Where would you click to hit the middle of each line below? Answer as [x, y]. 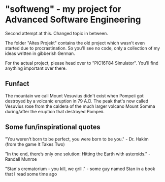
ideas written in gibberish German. [40, 53]
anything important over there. [36, 68]
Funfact [17, 84]
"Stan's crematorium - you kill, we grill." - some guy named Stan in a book [80, 169]
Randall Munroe [21, 159]
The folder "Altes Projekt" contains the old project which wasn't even [75, 43]
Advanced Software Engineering [73, 20]
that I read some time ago [31, 174]
